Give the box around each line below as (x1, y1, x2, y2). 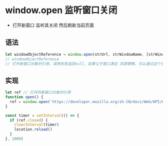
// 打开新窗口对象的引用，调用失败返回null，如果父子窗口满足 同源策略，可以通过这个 (5, 61, 161, 66)
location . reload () (14, 127, 52, 132)
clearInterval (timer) (14, 122, 59, 127)
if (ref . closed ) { (9, 117, 48, 123)
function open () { (5, 95, 43, 100)
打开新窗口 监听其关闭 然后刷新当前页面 (12, 22, 94, 28)
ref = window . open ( (9, 99, 50, 104)
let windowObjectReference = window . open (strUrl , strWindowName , (5, 52, 144, 57)
